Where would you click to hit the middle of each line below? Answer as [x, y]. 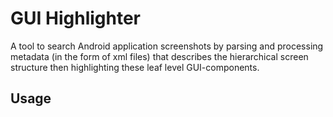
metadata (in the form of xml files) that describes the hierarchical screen [159, 56]
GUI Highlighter [75, 18]
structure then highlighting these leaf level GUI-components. [135, 67]
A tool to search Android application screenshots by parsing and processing [167, 46]
